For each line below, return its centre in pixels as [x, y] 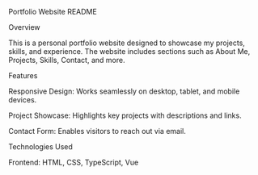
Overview [24, 27]
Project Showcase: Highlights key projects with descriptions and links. [125, 115]
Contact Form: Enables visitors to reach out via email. [97, 131]
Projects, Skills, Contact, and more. [67, 60]
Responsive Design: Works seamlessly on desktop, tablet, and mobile [124, 91]
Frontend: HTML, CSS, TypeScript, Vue [74, 162]
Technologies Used [40, 147]
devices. [23, 100]
